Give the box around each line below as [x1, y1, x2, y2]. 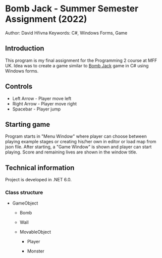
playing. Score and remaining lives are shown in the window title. [5, 149, 138, 155]
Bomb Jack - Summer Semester [5, 3, 139, 14]
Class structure [5, 189, 44, 196]
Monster [27, 248, 45, 254]
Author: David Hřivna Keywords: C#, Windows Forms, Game [5, 30, 128, 36]
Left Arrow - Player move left [12, 95, 72, 102]
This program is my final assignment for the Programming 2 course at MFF [5, 57, 158, 63]
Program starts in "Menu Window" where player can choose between [5, 133, 147, 139]
